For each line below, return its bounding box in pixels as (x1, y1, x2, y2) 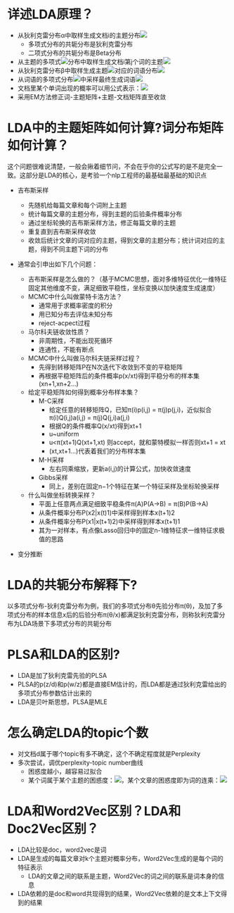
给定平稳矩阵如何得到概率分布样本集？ (27, 388, 139, 396)
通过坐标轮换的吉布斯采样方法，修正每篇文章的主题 (27, 218, 176, 227)
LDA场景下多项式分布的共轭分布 (19, 619, 112, 627)
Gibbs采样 (38, 473, 68, 481)
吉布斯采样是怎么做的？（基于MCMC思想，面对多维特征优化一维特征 (27, 275, 227, 283)
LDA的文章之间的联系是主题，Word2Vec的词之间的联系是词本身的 (27, 871, 219, 880)
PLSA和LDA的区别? (7, 647, 121, 662)
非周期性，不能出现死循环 (38, 336, 113, 345)
